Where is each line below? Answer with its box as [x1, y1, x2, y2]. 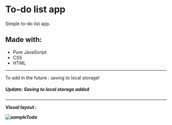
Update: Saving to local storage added [5, 86, 90, 93]
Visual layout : [5, 104, 37, 110]
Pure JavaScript [12, 49, 47, 55]
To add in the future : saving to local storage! [5, 74, 100, 80]
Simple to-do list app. [5, 20, 51, 27]
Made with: [5, 35, 42, 44]
